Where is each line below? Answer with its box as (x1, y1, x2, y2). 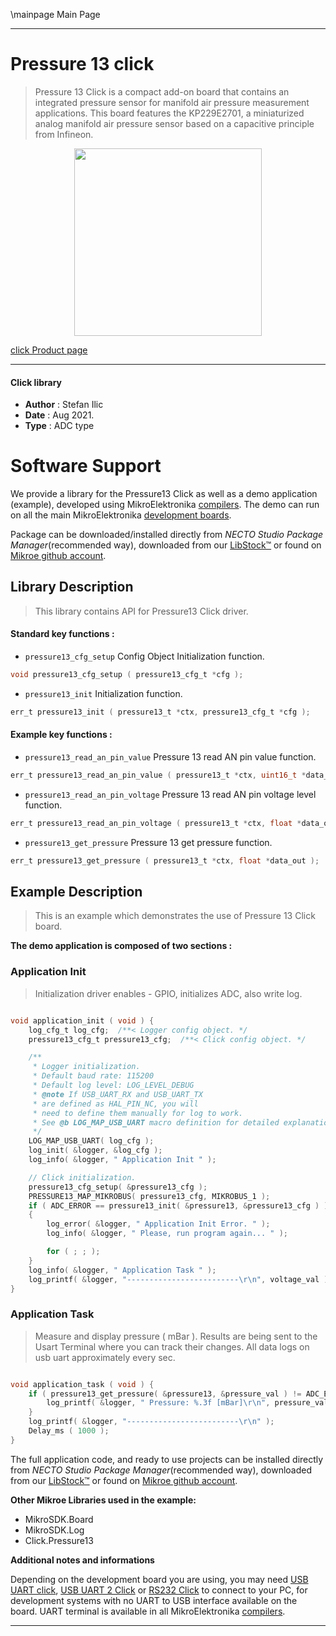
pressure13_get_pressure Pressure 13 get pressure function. (24, 836, 273, 848)
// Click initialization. (28, 1172, 137, 1183)
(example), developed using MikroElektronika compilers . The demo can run (10, 499, 320, 511)
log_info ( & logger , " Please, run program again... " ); (46, 1229, 288, 1239)
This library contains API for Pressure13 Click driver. (34, 605, 249, 617)
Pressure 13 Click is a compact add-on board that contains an (34, 85, 290, 98)
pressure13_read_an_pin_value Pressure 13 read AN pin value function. (24, 751, 317, 763)
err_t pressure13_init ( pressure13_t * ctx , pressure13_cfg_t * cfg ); (10, 707, 311, 717)
